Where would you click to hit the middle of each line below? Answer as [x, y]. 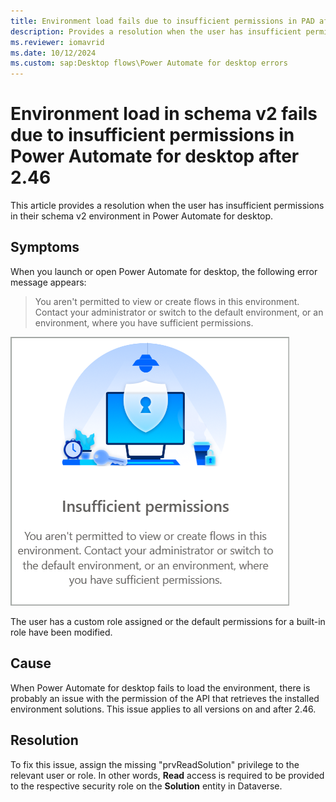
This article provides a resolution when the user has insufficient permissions [167, 206]
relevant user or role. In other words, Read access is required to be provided [167, 775]
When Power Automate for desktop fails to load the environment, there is [160, 687]
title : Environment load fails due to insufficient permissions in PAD [162, 21]
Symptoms [45, 247]
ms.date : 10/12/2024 [53, 53]
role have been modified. [61, 632]
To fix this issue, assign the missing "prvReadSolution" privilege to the [155, 764]
